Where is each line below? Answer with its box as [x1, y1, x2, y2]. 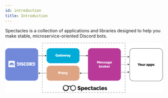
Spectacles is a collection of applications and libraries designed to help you [5, 27, 161, 33]
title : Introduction [5, 13, 48, 18]
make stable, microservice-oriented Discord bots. [5, 33, 107, 39]
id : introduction [5, 8, 41, 13]
